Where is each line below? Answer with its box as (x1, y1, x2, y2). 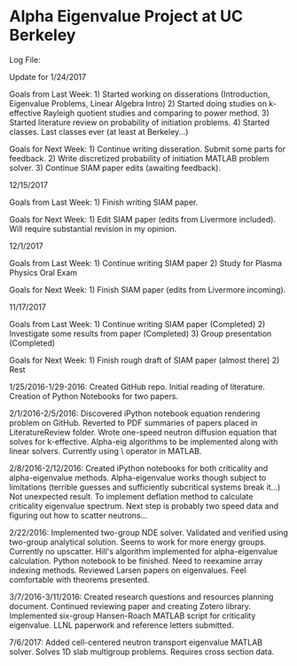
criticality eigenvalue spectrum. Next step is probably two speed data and (9, 500, 279, 511)
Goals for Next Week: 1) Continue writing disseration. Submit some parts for (9, 144, 286, 154)
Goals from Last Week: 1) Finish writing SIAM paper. (9, 197, 199, 208)
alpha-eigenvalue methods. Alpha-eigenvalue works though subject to (9, 472, 267, 482)
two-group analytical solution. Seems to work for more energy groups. (9, 537, 267, 547)
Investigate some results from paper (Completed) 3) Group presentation (9, 328, 272, 339)
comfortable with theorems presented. (9, 574, 150, 584)
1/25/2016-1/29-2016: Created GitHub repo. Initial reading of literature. (9, 381, 266, 392)
